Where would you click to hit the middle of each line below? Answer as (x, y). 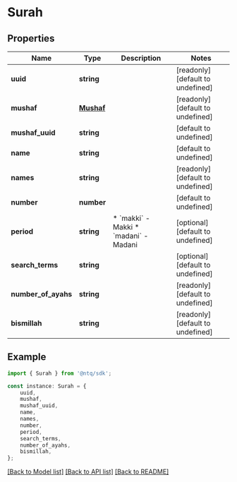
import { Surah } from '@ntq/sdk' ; (60, 373)
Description (141, 58)
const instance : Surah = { (47, 386)
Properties (31, 38)
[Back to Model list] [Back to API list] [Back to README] (88, 472)
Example (27, 357)
